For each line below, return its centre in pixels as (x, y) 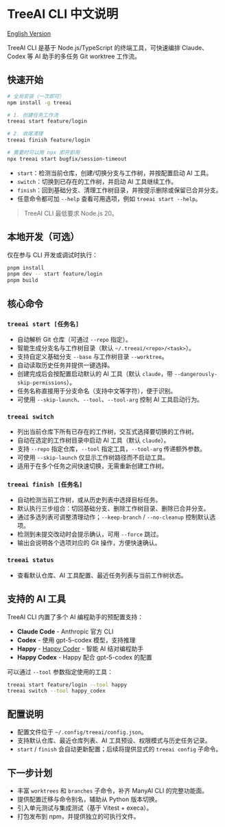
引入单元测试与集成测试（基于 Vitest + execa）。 (85, 808)
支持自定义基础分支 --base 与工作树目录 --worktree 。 (92, 356)
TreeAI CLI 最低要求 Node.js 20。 (71, 213)
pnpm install (26, 268)
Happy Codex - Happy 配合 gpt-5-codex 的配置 (84, 657)
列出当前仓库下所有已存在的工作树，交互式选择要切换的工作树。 (107, 432)
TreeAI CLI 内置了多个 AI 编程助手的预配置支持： (75, 617)
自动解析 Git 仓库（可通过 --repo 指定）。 (74, 339)
